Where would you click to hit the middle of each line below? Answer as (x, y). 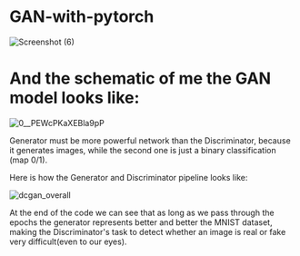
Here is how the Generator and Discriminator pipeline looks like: (129, 177)
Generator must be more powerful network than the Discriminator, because (150, 140)
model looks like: (75, 98)
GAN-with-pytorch (82, 17)
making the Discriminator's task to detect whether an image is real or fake (148, 231)
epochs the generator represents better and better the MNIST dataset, (141, 222)
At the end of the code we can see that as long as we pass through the (142, 212)
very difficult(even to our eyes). (68, 241)
